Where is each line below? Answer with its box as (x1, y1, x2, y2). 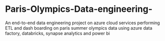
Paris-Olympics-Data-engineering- (5, 3, 153, 15)
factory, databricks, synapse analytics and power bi (5, 30, 110, 36)
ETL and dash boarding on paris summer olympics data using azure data (5, 25, 153, 31)
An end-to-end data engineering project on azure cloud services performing (5, 20, 160, 26)
